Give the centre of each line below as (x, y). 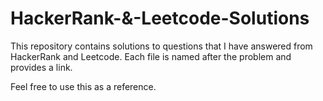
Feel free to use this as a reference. (83, 86)
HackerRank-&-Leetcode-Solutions (160, 18)
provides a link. (41, 67)
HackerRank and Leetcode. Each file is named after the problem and (151, 56)
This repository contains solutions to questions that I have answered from (161, 46)
